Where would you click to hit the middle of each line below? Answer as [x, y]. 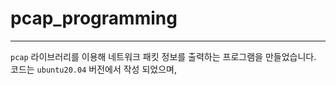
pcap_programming [94, 18]
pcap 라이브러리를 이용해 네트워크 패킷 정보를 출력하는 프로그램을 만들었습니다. [163, 56]
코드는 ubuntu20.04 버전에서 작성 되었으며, [93, 69]
